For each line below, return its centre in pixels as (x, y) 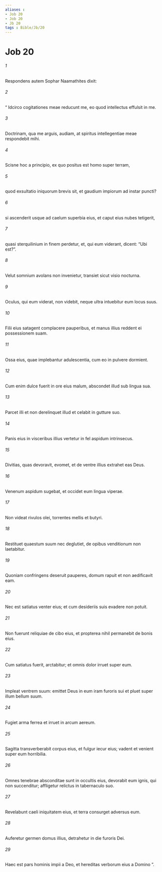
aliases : (15, 10)
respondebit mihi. (23, 138)
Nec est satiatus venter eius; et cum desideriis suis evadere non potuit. (76, 607)
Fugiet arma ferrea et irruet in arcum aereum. (51, 723)
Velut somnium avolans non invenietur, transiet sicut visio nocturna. (73, 275)
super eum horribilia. (26, 754)
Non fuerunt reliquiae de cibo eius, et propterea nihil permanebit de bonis (79, 633)
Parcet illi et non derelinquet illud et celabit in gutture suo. (63, 412)
